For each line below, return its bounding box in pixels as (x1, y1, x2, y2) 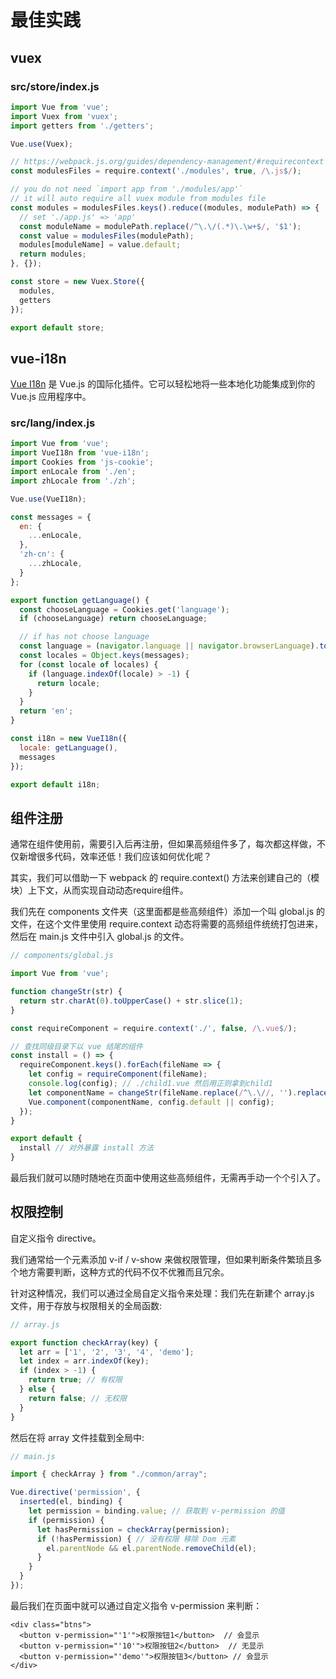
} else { (19, 1384, 56, 1395)
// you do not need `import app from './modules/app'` (10, 184, 244, 195)
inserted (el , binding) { (19, 1497, 123, 1507)
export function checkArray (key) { (10, 1337, 159, 1348)
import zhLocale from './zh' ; (10, 476, 137, 486)
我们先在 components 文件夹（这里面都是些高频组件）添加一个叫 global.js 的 (10, 906, 326, 918)
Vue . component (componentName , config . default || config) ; (28, 1097, 275, 1107)
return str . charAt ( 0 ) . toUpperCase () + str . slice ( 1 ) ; (19, 996, 244, 1006)
